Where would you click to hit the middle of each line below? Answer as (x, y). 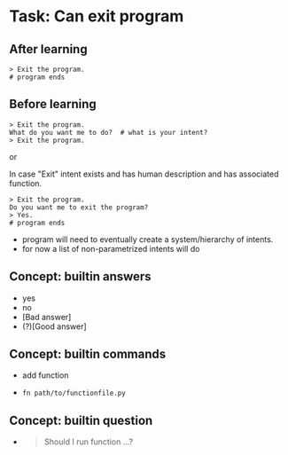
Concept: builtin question (81, 420)
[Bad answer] (47, 317)
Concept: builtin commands (88, 354)
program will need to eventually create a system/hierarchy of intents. (148, 239)
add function (45, 375)
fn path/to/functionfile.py (74, 393)
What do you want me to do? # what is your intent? (109, 132)
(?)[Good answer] (54, 326)
